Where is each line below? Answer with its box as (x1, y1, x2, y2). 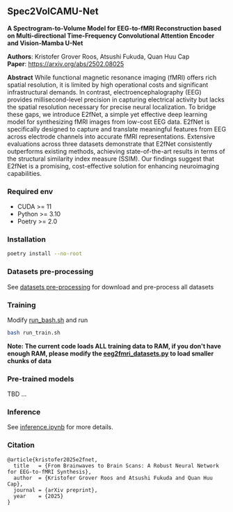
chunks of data (7, 356, 52, 365)
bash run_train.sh (7, 329, 61, 336)
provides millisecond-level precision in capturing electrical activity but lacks (7, 95, 225, 104)
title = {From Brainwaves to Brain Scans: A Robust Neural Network (13, 462, 219, 469)
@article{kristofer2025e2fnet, (7, 456, 98, 463)
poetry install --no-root (7, 250, 82, 257)
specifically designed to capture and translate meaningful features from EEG (7, 125, 227, 133)
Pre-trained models (7, 374, 74, 383)
